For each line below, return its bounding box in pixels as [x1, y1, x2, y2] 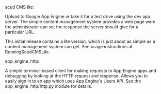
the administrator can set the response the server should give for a [5, 24, 139, 30]
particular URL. [5, 29, 35, 35]
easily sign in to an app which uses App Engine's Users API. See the [5, 78, 141, 84]
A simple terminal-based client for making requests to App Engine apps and [5, 68, 157, 74]
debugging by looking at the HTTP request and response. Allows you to [5, 73, 148, 78]
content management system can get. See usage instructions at [5, 44, 133, 49]
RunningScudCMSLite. [5, 49, 50, 55]
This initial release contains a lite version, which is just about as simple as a [5, 38, 155, 44]
